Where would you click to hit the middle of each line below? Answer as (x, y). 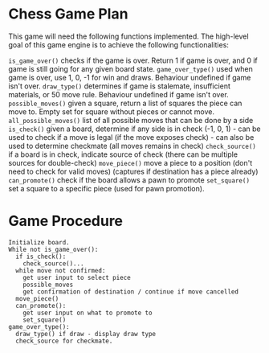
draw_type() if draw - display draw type (86, 334)
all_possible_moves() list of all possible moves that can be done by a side (131, 120)
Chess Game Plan (68, 14)
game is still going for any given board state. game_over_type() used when (130, 68)
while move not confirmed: (61, 270)
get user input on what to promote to (88, 313)
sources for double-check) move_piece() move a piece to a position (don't (130, 162)
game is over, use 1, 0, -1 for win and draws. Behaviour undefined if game (130, 77)
